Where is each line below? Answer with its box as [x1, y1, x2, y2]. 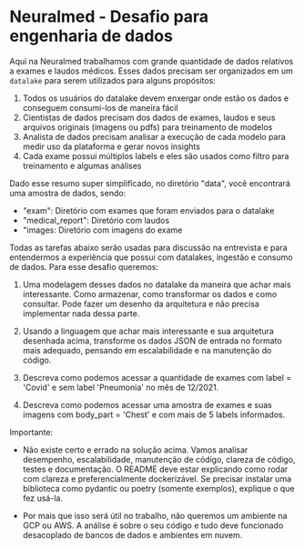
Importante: [9, 426, 53, 437]
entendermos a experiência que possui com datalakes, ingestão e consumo [9, 252, 293, 263]
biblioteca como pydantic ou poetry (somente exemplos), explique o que [22, 483, 295, 494]
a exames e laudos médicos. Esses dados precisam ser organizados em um [9, 65, 294, 76]
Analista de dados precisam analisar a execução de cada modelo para [22, 131, 287, 142]
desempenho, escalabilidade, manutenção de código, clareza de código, [22, 454, 296, 464]
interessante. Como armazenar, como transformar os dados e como [22, 288, 278, 299]
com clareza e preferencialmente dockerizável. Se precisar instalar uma [22, 473, 292, 484]
